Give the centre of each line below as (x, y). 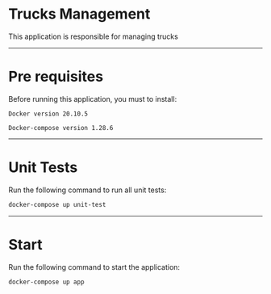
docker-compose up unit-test (57, 204)
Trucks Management (79, 14)
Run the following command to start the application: (94, 267)
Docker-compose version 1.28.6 (61, 128)
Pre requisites (56, 77)
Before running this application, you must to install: (93, 99)
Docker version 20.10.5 (48, 114)
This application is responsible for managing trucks (94, 36)
